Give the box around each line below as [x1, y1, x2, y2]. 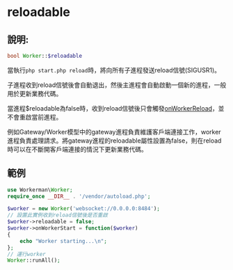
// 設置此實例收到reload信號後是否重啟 [7, 212, 108, 219]
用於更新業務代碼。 [7, 89, 63, 97]
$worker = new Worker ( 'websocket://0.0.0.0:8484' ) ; [7, 205, 160, 212]
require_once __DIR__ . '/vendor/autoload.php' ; [7, 193, 151, 200]
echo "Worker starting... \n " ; [19, 237, 108, 244]
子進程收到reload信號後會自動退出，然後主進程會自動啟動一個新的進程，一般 [7, 81, 227, 89]
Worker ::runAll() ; [7, 257, 61, 264]
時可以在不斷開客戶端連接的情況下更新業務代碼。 [7, 145, 147, 153]
